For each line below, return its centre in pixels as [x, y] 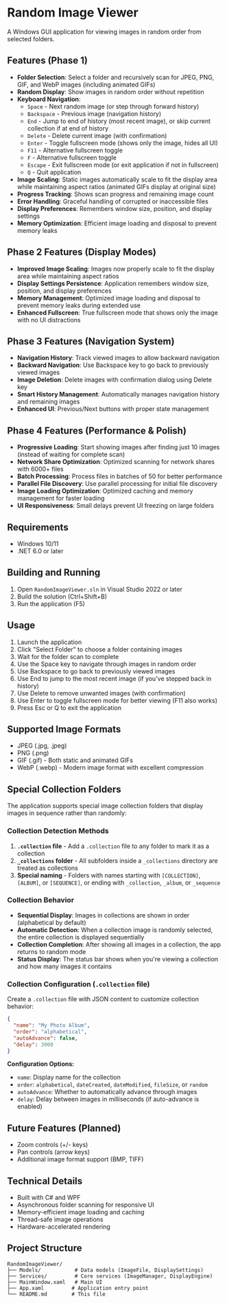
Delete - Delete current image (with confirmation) [97, 135]
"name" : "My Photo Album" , [52, 1025]
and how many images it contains [64, 966]
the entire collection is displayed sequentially [81, 937]
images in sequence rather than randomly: [67, 813]
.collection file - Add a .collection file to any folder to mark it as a [113, 846]
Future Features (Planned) [64, 1128]
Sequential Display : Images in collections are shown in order [103, 915]
